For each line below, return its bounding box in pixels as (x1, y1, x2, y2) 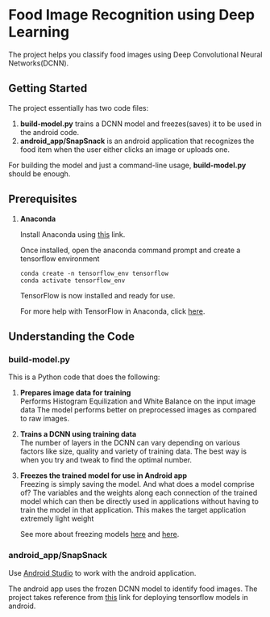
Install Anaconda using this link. (19, 229, 126, 239)
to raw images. (19, 414, 70, 424)
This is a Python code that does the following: (8, 372, 160, 382)
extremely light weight (19, 513, 94, 523)
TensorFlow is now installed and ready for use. (19, 290, 176, 300)
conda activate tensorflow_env (19, 277, 126, 285)
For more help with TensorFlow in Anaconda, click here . (19, 306, 206, 316)
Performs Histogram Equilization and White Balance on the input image (19, 396, 256, 406)
